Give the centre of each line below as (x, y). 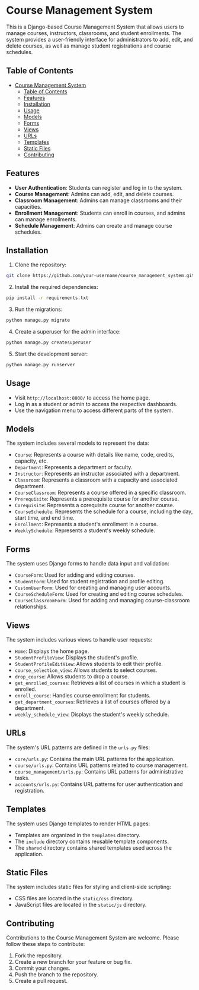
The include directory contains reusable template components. (92, 841)
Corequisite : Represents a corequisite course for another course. (94, 505)
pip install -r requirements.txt (47, 298)
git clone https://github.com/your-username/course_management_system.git (100, 276)
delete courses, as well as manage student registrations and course (89, 46)
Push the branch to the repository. (57, 975)
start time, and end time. (45, 518)
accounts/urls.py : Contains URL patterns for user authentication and (99, 784)
